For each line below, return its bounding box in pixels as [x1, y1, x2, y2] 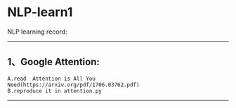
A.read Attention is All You [7, 75, 96, 82]
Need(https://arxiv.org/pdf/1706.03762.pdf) [7, 81, 140, 88]
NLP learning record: [7, 27, 68, 36]
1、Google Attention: [7, 56, 100, 68]
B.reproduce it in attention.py [7, 87, 102, 95]
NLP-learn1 [7, 4, 73, 20]
